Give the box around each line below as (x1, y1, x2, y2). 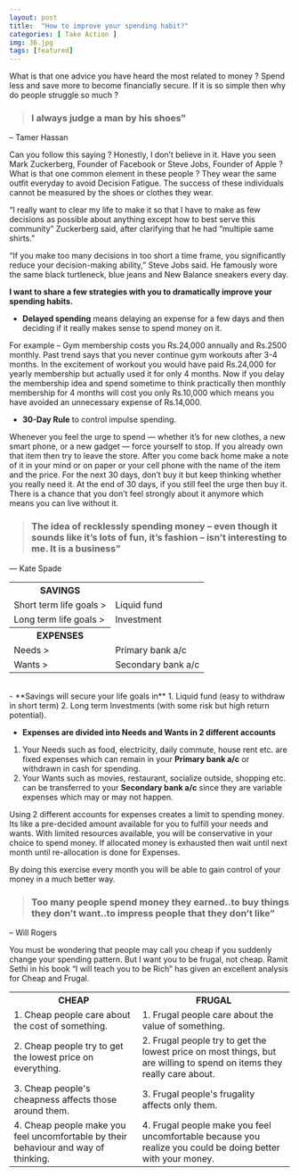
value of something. (141, 1020, 225, 1032)
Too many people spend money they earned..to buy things (30, 896, 289, 908)
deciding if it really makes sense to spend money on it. (21, 323, 222, 334)
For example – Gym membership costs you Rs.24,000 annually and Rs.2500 (9, 340, 287, 351)
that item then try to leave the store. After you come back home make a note (9, 451, 289, 461)
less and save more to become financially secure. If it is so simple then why (9, 80, 287, 91)
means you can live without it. (9, 498, 118, 509)
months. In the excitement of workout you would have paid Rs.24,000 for (9, 359, 277, 370)
